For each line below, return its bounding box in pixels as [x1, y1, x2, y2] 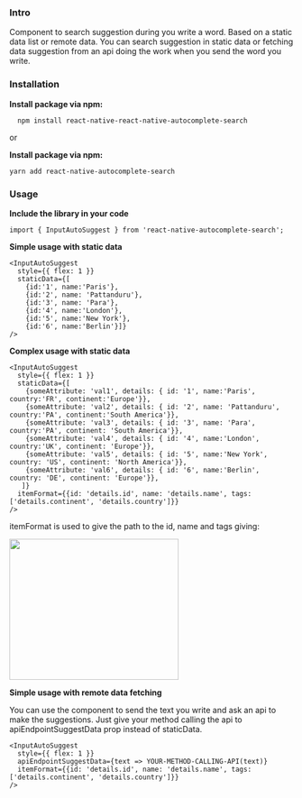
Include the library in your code [9, 207, 129, 218]
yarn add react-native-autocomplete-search [9, 167, 176, 176]
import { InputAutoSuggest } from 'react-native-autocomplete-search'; [9, 225, 284, 234]
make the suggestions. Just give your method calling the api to [9, 714, 243, 725]
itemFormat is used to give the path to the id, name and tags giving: [9, 520, 260, 531]
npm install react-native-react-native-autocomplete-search [17, 115, 248, 125]
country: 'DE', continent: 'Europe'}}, [9, 473, 160, 482]
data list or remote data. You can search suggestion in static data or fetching [9, 36, 294, 47]
